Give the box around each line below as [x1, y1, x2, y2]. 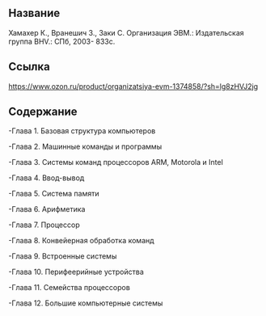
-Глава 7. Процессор [8, 220, 80, 230]
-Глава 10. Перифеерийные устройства [8, 267, 144, 277]
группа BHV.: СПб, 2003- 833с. [8, 36, 116, 46]
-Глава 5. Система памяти [8, 189, 99, 199]
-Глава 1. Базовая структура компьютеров [8, 126, 156, 136]
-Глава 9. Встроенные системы [8, 251, 117, 261]
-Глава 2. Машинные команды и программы [8, 141, 163, 152]
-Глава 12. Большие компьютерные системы [8, 298, 163, 308]
